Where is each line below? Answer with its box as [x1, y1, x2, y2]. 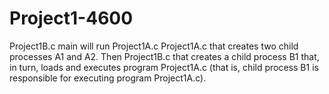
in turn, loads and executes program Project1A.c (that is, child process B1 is [9, 61, 319, 73]
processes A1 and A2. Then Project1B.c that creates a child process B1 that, [9, 50, 320, 62]
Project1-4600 [9, 7, 134, 30]
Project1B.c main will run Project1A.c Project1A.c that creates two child [9, 40, 299, 52]
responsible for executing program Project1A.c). [9, 72, 207, 84]
